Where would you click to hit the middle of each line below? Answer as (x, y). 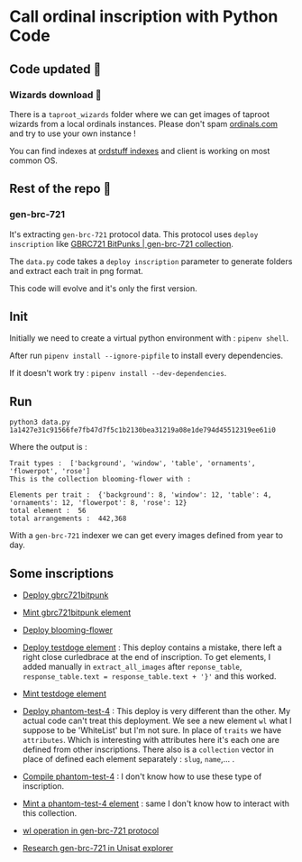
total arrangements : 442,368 (68, 519)
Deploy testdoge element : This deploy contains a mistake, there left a (152, 647)
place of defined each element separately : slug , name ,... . (128, 759)
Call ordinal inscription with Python (144, 17)
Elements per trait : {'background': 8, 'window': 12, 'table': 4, (141, 495)
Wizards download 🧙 (55, 95)
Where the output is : (48, 447)
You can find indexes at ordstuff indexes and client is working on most (140, 151)
